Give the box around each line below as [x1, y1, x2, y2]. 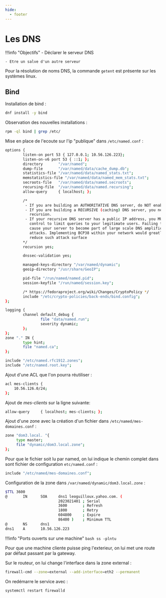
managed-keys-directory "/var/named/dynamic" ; [23, 262, 121, 267]
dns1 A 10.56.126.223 [5, 526, 70, 531]
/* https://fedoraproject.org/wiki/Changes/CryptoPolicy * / [23, 289, 149, 295]
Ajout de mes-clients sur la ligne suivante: [5, 399, 90, 405]
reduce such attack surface [29, 235, 87, 240]
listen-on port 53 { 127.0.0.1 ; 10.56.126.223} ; [23, 152, 125, 157]
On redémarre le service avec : [5, 578, 68, 584]
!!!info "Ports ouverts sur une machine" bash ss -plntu [5, 535, 117, 541]
